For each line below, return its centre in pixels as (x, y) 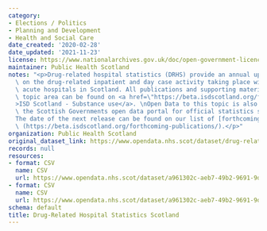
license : (23, 60)
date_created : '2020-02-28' (55, 45)
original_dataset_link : (48, 141)
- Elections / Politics (48, 23)
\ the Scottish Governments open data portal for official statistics (135, 112)
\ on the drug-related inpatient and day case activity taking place (133, 82)
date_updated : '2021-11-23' (55, 52)
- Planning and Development (55, 30)
